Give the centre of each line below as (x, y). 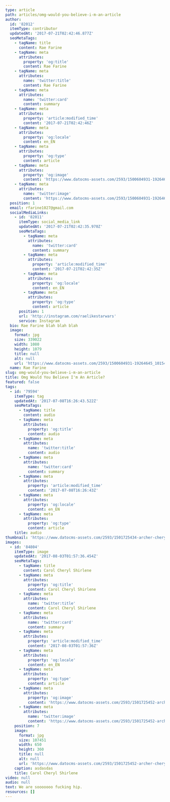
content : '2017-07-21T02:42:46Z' (59, 123)
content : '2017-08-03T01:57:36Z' (63, 646)
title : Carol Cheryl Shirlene (46, 773)
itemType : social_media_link (49, 222)
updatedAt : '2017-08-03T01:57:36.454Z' (56, 556)
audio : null (18, 782)
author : (13, 19)
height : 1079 (28, 349)
